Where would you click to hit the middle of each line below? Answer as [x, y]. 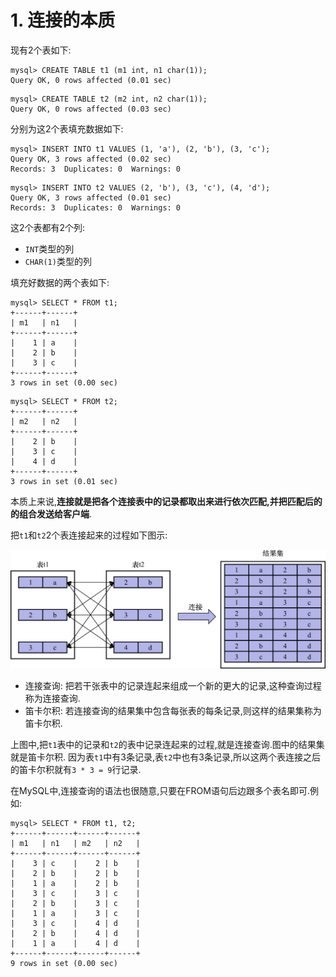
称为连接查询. [52, 698]
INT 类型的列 [49, 248]
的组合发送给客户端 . [51, 513]
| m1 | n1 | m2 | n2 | [75, 844]
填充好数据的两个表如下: [60, 282]
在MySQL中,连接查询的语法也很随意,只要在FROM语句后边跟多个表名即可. [160, 791]
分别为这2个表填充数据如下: [67, 128]
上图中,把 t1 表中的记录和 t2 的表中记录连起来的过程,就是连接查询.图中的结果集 [167, 745]
